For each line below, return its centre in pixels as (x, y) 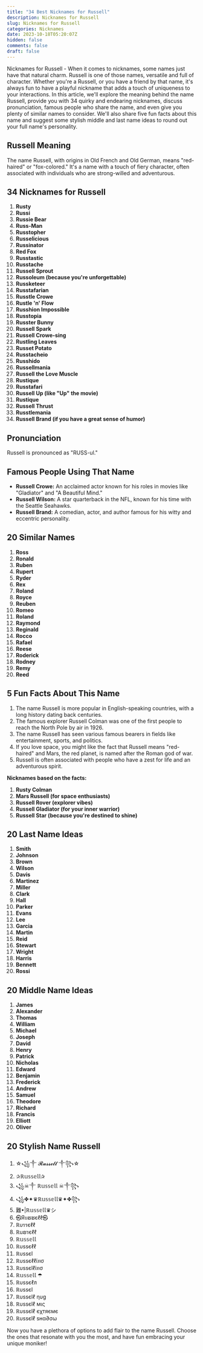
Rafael (24, 642)
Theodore (28, 1102)
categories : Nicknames (35, 29)
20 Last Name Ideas (45, 835)
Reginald (27, 629)
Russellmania (33, 368)
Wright (24, 952)
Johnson (27, 856)
